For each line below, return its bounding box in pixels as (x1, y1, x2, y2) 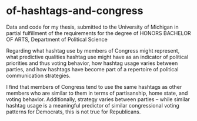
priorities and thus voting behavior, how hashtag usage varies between (6, 60, 178, 67)
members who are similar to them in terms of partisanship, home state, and (6, 89, 188, 96)
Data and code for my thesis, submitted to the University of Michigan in (6, 23, 179, 30)
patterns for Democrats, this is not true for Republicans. (6, 108, 141, 115)
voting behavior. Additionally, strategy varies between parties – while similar (6, 95, 190, 103)
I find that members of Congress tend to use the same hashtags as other (6, 83, 182, 90)
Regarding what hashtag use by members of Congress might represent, (6, 47, 180, 54)
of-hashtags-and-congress (6, 4, 143, 18)
